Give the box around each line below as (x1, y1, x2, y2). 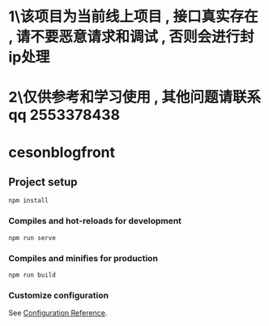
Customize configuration (8, 290, 109, 301)
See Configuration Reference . (8, 308, 108, 318)
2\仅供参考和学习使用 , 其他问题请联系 (8, 88, 262, 106)
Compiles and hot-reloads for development (8, 216, 182, 227)
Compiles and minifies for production (8, 252, 158, 264)
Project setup (8, 175, 79, 189)
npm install (8, 196, 49, 205)
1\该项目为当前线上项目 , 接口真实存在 (8, 7, 258, 26)
